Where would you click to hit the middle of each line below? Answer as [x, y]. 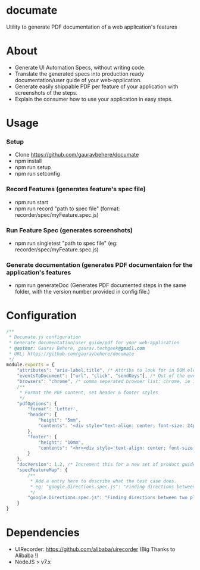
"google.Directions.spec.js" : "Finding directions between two [107, 498]
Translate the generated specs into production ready [79, 74]
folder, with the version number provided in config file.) [82, 292]
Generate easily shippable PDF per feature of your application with [96, 86]
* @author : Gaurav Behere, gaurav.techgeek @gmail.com [77, 348]
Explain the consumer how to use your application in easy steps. [94, 99]
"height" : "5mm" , [60, 421]
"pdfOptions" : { [37, 404]
